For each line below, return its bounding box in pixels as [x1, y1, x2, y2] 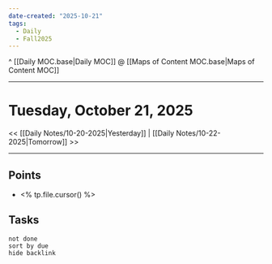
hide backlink [8, 249, 57, 257]
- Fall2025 [15, 34, 53, 43]
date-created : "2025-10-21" [8, 11, 104, 20]
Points [8, 168, 42, 182]
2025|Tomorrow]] [8, 137, 68, 147]
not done [8, 235, 38, 243]
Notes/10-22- [176, 128, 221, 138]
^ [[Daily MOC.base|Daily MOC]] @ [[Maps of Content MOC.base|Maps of [8, 57, 255, 67]
